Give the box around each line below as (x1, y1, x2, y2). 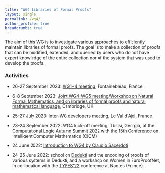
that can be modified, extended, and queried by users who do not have (5, 50, 149, 56)
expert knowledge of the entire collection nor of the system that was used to (5, 55, 161, 61)
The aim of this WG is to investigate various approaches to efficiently (5, 39, 145, 45)
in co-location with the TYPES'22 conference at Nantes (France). (12, 163, 144, 169)
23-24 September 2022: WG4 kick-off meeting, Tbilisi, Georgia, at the (12, 123, 155, 129)
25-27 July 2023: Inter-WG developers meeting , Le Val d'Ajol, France (12, 113, 153, 119)
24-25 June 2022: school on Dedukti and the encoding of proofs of (12, 152, 149, 158)
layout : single (5, 12, 36, 17)
